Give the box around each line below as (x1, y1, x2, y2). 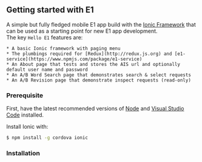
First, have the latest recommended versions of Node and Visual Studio (6, 105, 184, 112)
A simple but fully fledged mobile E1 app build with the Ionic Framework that (6, 21, 196, 28)
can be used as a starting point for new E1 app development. (6, 27, 158, 34)
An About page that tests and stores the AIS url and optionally (12, 61, 181, 67)
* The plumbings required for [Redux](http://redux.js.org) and (6, 51, 172, 57)
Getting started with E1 (6, 5, 94, 15)
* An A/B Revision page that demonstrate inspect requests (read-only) (6, 77, 191, 83)
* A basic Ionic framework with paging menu (6, 45, 121, 51)
